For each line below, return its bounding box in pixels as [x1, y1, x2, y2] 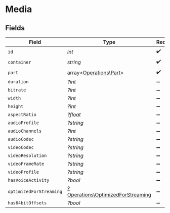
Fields [5, 24, 25, 32]
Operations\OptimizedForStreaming [67, 191, 152, 198]
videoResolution [8, 153, 47, 158]
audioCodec [8, 136, 34, 142]
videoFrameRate [8, 161, 45, 167]
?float [67, 111, 81, 118]
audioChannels [8, 128, 42, 134]
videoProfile [8, 169, 39, 175]
